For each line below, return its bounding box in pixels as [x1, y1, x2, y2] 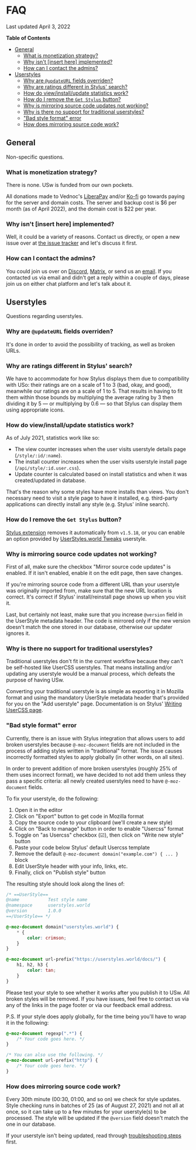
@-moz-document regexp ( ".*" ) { [6, 1030, 82, 1037]
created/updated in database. [14, 477, 87, 484]
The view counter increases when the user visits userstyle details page [14, 446, 186, 453]
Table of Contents [6, 34, 51, 41]
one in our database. [6, 1121, 56, 1128]
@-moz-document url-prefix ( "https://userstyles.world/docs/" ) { [6, 957, 166, 962]
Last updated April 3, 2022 [6, 23, 71, 30]
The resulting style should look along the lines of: [6, 880, 125, 887]
